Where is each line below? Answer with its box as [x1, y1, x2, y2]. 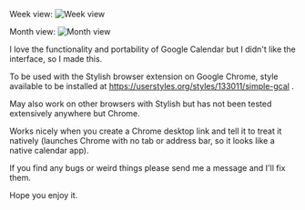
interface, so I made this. [9, 54, 103, 64]
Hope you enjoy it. [9, 190, 78, 200]
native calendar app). [9, 145, 89, 155]
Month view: [9, 26, 56, 36]
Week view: [9, 9, 53, 19]
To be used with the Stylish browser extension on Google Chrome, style [9, 71, 280, 82]
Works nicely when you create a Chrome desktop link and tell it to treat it [9, 125, 282, 136]
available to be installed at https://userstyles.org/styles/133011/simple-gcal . [9, 81, 294, 91]
